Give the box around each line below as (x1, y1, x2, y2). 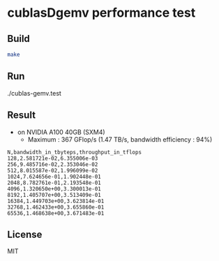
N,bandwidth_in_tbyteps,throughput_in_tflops (7, 149, 142, 156)
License (7, 228, 43, 240)
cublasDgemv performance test (7, 5, 196, 21)
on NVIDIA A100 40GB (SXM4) (17, 128, 106, 136)
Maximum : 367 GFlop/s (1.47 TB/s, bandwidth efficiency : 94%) (27, 135, 213, 144)
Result (7, 110, 36, 121)
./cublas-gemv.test (7, 89, 61, 97)
